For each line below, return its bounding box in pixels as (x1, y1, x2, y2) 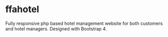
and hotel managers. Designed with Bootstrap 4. (5, 25, 107, 31)
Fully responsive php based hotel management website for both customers (5, 20, 163, 26)
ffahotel (5, 4, 39, 15)
